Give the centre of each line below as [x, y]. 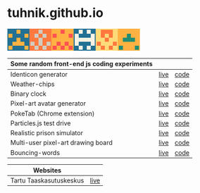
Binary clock [29, 94]
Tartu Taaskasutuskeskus [47, 180]
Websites [47, 170]
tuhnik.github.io [55, 13]
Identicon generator [39, 74]
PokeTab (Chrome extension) [52, 113]
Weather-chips [32, 84]
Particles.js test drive [40, 123]
